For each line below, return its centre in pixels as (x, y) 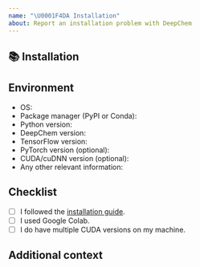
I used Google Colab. (55, 220)
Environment (41, 88)
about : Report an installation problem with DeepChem (100, 23)
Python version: (46, 124)
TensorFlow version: (54, 141)
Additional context (55, 255)
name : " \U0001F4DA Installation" (64, 16)
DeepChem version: (53, 132)
